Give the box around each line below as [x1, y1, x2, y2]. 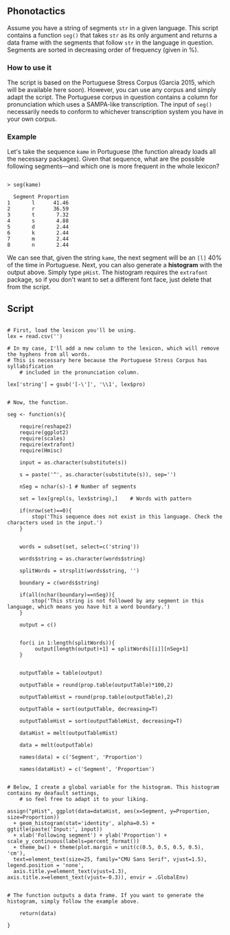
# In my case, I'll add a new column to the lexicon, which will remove [7, 345, 220, 352]
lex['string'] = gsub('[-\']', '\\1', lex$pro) [7, 381, 146, 388]
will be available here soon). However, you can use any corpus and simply [7, 86, 216, 94]
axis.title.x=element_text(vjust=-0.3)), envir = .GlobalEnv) [7, 874, 189, 881]
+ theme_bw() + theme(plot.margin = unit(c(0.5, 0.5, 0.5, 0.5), [13, 844, 205, 851]
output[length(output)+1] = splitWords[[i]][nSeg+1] [34, 646, 189, 653]
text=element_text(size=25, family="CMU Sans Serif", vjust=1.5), [13, 856, 207, 863]
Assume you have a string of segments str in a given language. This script [7, 23, 218, 32]
